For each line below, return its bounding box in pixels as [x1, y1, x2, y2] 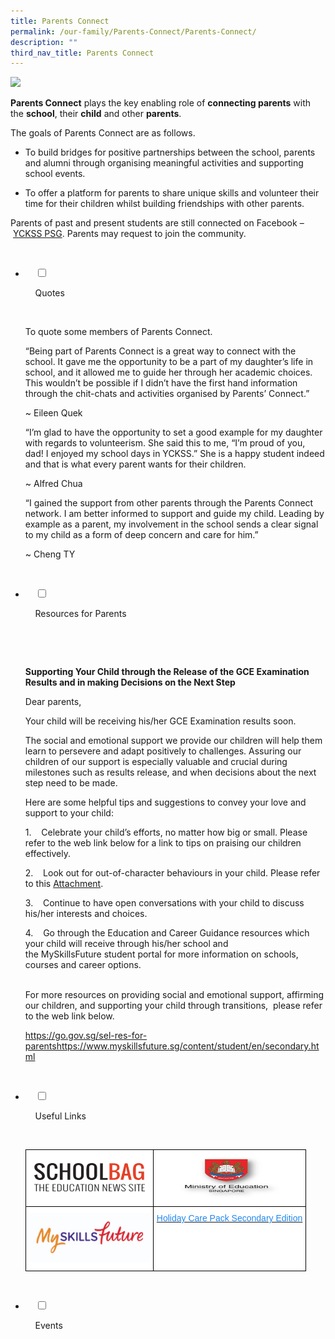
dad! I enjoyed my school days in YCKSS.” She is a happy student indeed [24, 448, 325, 460]
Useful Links [34, 1110, 87, 1122]
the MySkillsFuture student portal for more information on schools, [24, 948, 299, 960]
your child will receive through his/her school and [24, 938, 229, 950]
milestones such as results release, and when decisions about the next [24, 766, 317, 779]
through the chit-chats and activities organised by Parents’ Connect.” [24, 388, 310, 400]
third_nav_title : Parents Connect [10, 48, 155, 58]
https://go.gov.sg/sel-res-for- [24, 1030, 148, 1042]
